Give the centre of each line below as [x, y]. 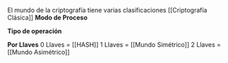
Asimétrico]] [52, 52]
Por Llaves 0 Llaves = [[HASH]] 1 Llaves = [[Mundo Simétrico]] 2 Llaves [111, 44]
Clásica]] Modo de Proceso [48, 17]
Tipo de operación [35, 31]
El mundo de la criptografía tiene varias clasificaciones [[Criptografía [107, 10]
